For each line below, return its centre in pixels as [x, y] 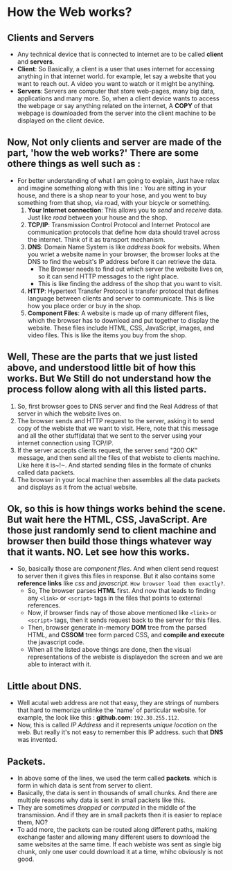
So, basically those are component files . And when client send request [118, 569]
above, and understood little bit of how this [101, 368]
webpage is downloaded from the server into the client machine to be [116, 113]
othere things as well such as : [74, 164]
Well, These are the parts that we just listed [102, 357]
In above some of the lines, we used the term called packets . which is [117, 778]
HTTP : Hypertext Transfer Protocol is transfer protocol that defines [123, 291]
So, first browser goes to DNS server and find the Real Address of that [117, 406]
